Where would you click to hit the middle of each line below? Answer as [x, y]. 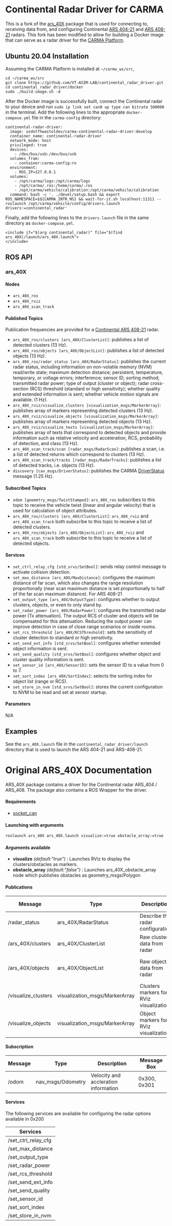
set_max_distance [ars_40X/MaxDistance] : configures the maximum [84, 577]
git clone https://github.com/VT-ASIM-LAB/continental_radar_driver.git [84, 83]
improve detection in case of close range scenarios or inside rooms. [84, 627]
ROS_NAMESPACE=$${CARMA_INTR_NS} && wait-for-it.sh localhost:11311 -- [83, 199]
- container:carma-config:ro [46, 163]
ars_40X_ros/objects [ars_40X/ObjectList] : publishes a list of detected [89, 350]
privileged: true [28, 145]
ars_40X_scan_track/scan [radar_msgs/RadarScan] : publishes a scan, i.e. [89, 449]
